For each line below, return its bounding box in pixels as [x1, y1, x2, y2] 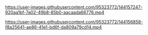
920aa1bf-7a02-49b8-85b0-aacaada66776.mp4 [5, 9, 104, 15]
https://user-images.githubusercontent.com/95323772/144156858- [5, 19, 143, 25]
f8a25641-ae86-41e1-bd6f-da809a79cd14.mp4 [5, 24, 102, 30]
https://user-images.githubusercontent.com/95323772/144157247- [5, 4, 143, 10]
